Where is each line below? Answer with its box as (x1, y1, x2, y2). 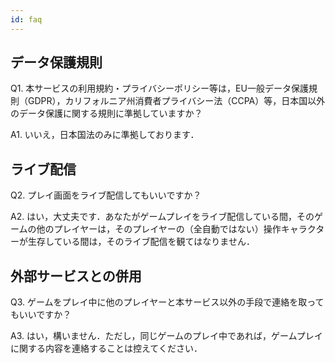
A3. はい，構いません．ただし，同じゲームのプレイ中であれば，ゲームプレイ (10, 330, 323, 342)
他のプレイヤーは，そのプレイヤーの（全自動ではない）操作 (36, 223, 282, 235)
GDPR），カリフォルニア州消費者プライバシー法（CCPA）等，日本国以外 (27, 95, 326, 107)
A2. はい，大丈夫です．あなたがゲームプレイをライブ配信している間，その (10, 211, 315, 223)
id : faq (10, 14, 43, 25)
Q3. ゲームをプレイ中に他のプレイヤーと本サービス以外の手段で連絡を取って (10, 296, 325, 308)
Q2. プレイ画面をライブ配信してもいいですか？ (10, 189, 202, 201)
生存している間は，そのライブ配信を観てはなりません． (27, 236, 255, 248)
